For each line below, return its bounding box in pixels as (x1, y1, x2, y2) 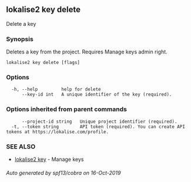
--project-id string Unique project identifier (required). (21, 119, 177, 124)
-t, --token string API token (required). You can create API (11, 123, 185, 130)
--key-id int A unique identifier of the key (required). (21, 92, 172, 97)
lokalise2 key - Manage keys (14, 156, 84, 163)
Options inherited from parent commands (6, 105, 128, 113)
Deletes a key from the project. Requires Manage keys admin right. (6, 48, 167, 55)
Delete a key (6, 20, 36, 27)
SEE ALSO (6, 142, 36, 150)
